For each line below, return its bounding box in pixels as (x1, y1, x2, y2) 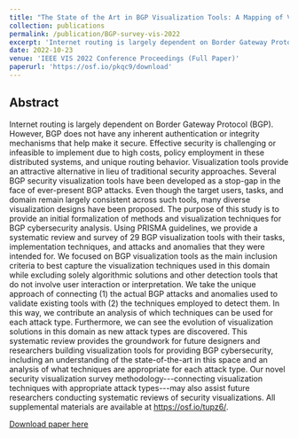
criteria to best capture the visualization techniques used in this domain (9, 260, 271, 270)
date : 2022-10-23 (9, 46, 74, 55)
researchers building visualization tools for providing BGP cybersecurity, (9, 345, 273, 356)
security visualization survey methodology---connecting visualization (9, 373, 263, 384)
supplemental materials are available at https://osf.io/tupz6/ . (9, 401, 229, 412)
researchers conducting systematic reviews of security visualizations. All (9, 392, 276, 403)
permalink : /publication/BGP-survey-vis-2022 (9, 29, 180, 38)
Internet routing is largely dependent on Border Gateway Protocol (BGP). (9, 119, 274, 129)
